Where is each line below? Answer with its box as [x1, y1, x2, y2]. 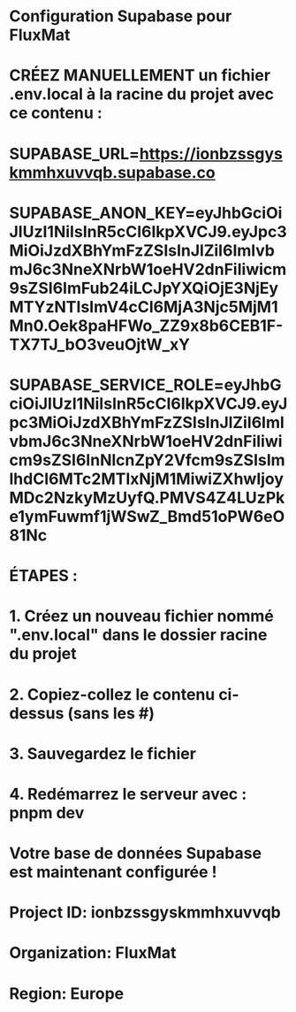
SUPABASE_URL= [9, 143, 140, 164]
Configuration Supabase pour [9, 6, 232, 27]
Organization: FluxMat [9, 943, 177, 963]
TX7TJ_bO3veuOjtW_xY [9, 334, 191, 355]
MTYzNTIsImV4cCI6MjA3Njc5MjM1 [9, 296, 278, 317]
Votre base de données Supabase [9, 843, 262, 863]
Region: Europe [9, 984, 125, 1003]
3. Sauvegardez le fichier [9, 743, 197, 763]
